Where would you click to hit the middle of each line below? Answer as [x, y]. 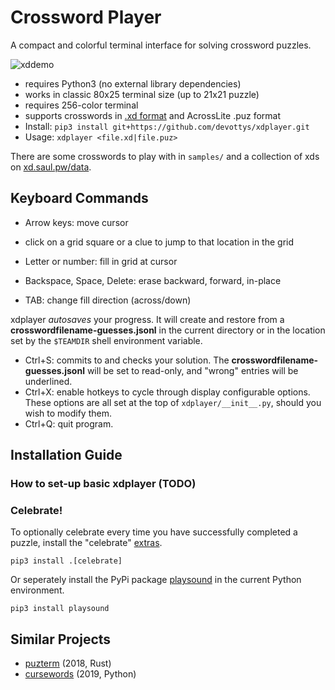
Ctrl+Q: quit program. [69, 423]
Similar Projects [61, 639]
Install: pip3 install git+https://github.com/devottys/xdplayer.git [167, 126]
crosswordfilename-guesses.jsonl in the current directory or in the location [168, 330]
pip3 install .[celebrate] [66, 561]
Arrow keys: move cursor [76, 222]
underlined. [48, 381]
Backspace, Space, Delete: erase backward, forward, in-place [153, 280]
